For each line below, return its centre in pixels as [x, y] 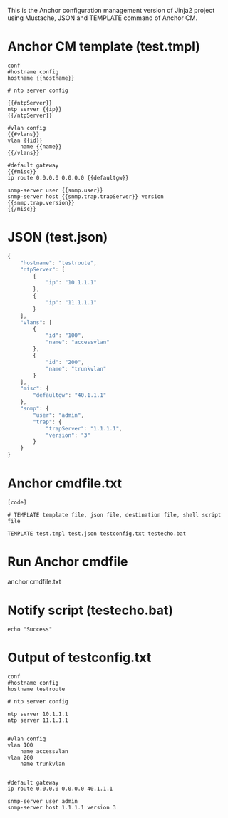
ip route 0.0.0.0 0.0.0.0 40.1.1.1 [60, 789]
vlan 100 [20, 745]
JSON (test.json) [58, 237]
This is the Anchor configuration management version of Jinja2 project [111, 10]
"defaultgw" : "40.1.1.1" [70, 395]
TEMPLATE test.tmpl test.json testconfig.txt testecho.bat [97, 534]
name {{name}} [41, 146]
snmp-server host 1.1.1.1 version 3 [62, 807]
